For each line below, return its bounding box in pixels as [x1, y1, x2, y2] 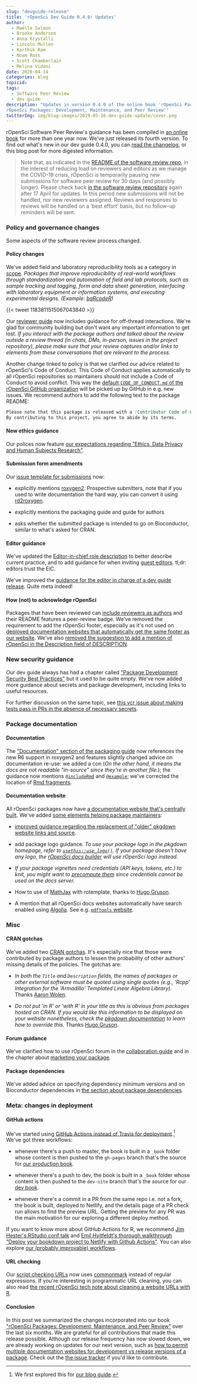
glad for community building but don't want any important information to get [6, 324, 190, 331]
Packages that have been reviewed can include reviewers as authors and [6, 610, 183, 617]
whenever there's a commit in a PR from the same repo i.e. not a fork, [14, 1196, 183, 1203]
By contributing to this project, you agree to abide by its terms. [6, 414, 177, 421]
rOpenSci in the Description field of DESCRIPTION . [6, 641, 129, 648]
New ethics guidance [6, 427, 59, 434]
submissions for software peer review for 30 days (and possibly [20, 178, 175, 185]
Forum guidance [6, 1034, 47, 1042]
